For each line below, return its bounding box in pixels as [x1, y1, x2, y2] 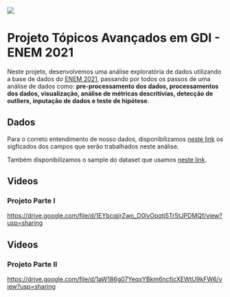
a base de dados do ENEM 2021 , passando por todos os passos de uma [7, 74, 211, 82]
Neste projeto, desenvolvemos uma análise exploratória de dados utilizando [7, 67, 222, 76]
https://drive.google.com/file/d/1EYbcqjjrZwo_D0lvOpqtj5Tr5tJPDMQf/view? [7, 212, 223, 220]
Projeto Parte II [7, 259, 58, 269]
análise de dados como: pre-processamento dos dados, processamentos [7, 82, 219, 90]
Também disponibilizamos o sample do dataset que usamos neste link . [7, 155, 207, 164]
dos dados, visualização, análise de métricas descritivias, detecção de [7, 89, 214, 98]
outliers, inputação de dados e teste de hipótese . [7, 96, 150, 104]
